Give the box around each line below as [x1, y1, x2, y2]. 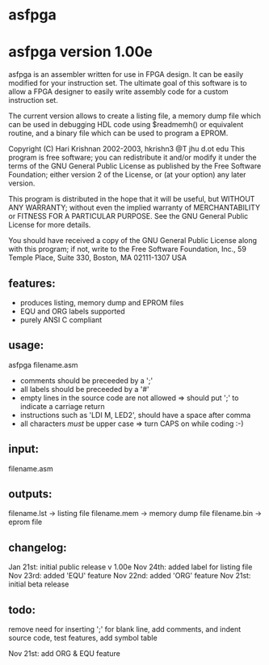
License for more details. [8, 220, 91, 230]
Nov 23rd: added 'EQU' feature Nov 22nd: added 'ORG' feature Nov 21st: [8, 571, 251, 581]
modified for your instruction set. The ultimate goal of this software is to [8, 79, 248, 88]
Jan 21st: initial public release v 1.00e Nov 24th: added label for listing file [8, 562, 253, 572]
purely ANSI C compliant [19, 314, 103, 325]
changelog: [8, 540, 67, 554]
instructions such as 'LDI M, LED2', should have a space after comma [19, 410, 251, 420]
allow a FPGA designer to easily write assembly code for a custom [8, 87, 229, 96]
